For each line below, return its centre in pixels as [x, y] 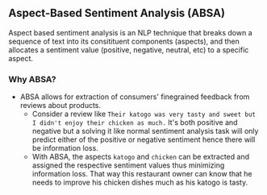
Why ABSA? [32, 79]
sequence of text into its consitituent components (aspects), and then [124, 41]
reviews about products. [60, 106]
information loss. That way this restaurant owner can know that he [142, 174]
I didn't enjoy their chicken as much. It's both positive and [135, 122]
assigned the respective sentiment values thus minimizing [128, 165]
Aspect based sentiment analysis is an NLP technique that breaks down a [130, 32]
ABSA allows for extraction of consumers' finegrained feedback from [135, 97]
